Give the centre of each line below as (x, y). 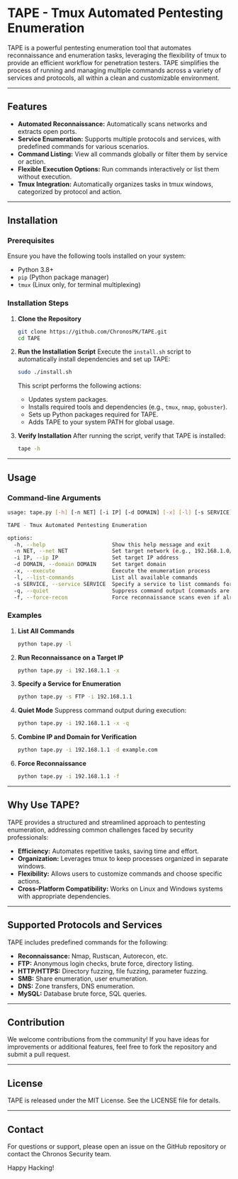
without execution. (45, 176)
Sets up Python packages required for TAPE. (93, 414)
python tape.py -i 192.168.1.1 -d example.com (87, 750)
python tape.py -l (45, 644)
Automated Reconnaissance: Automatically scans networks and (112, 124)
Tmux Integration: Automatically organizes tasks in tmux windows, (115, 184)
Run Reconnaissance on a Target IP (70, 658)
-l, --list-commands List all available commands (106, 577)
